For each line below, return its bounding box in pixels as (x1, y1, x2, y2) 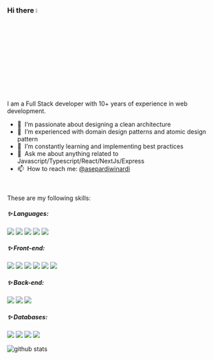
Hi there (7, 6, 34, 15)
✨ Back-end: (7, 279, 45, 287)
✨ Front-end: (7, 244, 45, 252)
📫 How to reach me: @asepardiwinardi (16, 164, 131, 172)
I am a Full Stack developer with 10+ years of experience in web (7, 99, 188, 108)
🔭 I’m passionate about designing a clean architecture (16, 120, 171, 128)
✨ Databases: (7, 313, 48, 321)
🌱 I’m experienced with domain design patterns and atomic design (16, 127, 207, 136)
